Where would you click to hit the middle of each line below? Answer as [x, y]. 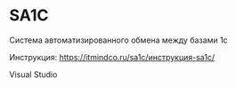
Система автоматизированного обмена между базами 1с [119, 40]
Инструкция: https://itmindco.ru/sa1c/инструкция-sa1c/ [112, 57]
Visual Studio [33, 74]
